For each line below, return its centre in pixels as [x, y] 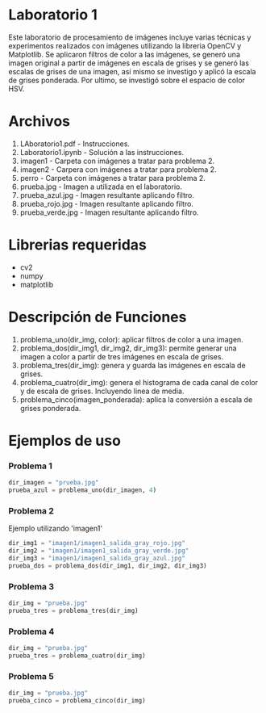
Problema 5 [31, 676]
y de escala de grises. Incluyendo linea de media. [102, 391]
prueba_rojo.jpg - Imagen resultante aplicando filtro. [106, 203]
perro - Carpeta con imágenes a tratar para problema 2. [112, 178]
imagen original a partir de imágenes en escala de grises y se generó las [129, 63]
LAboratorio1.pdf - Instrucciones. [75, 144]
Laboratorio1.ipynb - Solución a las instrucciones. [102, 152]
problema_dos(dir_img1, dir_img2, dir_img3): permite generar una [128, 348]
